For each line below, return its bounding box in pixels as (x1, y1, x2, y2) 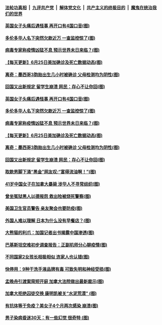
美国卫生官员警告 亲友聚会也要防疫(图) (5, 206, 82, 211)
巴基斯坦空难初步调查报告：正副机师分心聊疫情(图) (5, 241, 108, 248)
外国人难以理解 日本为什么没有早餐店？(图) (5, 217, 91, 223)
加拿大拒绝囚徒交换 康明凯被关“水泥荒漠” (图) (5, 291, 97, 296)
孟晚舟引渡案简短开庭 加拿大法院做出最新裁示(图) (5, 278, 104, 284)
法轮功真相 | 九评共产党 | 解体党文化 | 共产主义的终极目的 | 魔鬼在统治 (5, 4, 153, 10)
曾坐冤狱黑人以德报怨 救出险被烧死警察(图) (5, 193, 91, 199)
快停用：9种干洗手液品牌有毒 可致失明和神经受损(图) (5, 266, 111, 272)
